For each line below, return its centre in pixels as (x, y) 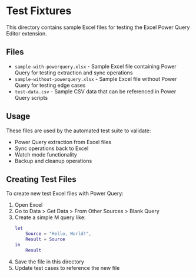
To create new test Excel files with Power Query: (65, 194)
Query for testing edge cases (50, 85)
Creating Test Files (41, 179)
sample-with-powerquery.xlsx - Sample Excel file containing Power (95, 66)
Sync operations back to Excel (52, 148)
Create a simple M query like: (50, 217)
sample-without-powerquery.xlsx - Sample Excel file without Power (96, 79)
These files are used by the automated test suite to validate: (79, 131)
